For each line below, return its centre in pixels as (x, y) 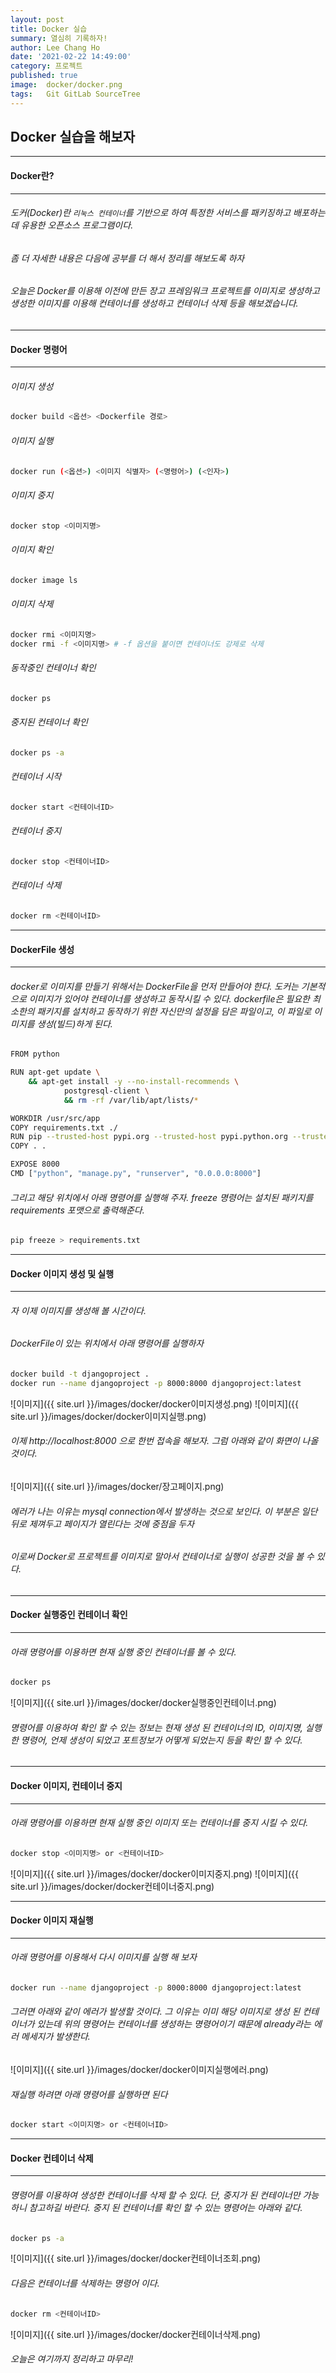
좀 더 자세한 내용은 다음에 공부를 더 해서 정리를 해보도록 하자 (127, 258)
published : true (44, 76)
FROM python (35, 1054)
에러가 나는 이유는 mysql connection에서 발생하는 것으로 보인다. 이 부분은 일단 (164, 1511)
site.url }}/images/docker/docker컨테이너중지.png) (112, 1886)
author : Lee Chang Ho (55, 47)
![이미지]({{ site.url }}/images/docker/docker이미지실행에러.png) (139, 2070)
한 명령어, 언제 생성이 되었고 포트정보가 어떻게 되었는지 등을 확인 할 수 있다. (156, 1740)
